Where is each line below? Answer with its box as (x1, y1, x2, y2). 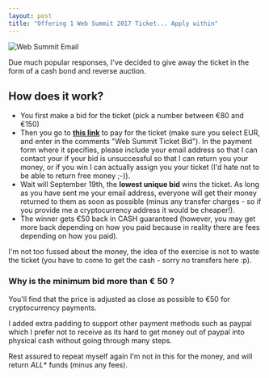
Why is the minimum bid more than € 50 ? (8, 276, 175, 287)
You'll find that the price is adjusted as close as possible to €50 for (8, 294, 230, 304)
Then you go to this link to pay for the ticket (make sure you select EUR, (19, 128, 261, 138)
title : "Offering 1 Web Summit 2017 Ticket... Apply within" (8, 19, 219, 28)
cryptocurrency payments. (8, 303, 97, 312)
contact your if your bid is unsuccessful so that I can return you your (19, 154, 249, 164)
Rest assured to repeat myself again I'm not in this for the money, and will (8, 351, 253, 361)
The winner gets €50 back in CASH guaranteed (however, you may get (19, 214, 256, 223)
